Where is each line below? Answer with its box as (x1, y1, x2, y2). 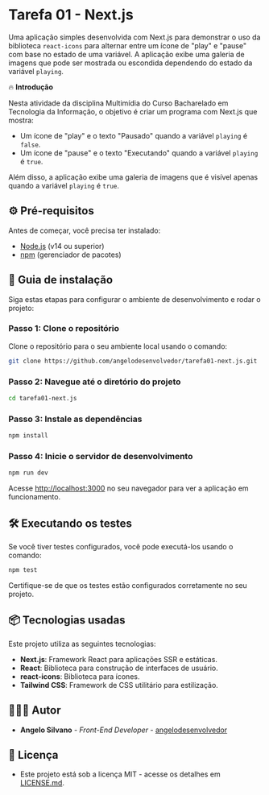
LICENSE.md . (19, 778, 64, 788)
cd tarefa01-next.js (8, 395, 78, 403)
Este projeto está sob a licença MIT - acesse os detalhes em (19, 769, 221, 779)
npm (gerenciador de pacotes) (19, 250, 122, 259)
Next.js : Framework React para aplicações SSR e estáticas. (19, 654, 217, 664)
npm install (8, 432, 48, 440)
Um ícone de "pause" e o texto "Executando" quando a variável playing (19, 147, 259, 158)
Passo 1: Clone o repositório (8, 323, 119, 334)
